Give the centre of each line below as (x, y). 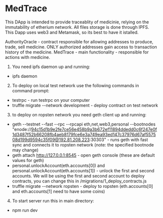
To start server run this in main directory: (53, 200)
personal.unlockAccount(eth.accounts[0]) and (58, 165)
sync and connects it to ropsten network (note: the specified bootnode (83, 145)
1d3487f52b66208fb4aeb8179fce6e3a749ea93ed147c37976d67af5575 (84, 134)
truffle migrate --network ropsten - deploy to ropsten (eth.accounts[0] (82, 186)
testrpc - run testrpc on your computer (51, 100)
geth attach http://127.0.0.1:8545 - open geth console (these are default (83, 155)
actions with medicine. (27, 57)
